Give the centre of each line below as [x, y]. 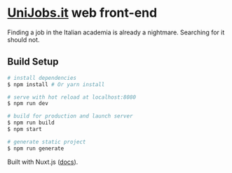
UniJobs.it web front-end [82, 13]
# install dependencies [42, 78]
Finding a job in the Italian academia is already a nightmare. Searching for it [116, 32]
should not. [23, 39]
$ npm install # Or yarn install [56, 84]
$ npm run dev [28, 104]
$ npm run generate [36, 148]
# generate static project [47, 141]
